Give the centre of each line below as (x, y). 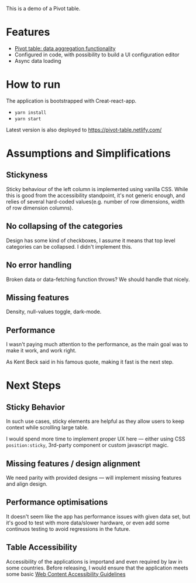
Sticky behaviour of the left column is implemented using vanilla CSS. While (97, 189)
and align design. (27, 484)
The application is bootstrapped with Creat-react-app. (71, 101)
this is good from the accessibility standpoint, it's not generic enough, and (96, 195)
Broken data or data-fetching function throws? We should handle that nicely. (98, 279)
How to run (33, 85)
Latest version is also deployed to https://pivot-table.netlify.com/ (84, 130)
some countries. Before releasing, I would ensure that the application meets (97, 568)
